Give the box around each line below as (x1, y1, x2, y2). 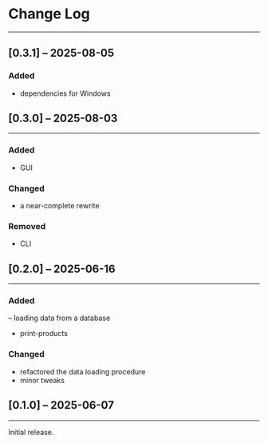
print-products (19, 329, 68, 338)
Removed (8, 220, 46, 231)
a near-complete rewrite (19, 201, 100, 211)
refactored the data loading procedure (19, 366, 146, 376)
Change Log (8, 5, 90, 23)
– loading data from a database (8, 313, 111, 323)
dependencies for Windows (19, 89, 111, 98)
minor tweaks (19, 375, 65, 385)
